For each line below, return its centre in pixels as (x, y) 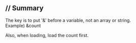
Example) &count (23, 25)
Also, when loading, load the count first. (47, 35)
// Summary (25, 8)
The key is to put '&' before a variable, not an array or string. (68, 20)
